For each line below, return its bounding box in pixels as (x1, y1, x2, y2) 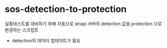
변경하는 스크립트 (5, 26, 39, 33)
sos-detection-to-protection (5, 3, 127, 15)
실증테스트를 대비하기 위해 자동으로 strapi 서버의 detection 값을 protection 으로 (5, 20, 162, 26)
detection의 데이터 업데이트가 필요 (12, 37, 81, 43)
